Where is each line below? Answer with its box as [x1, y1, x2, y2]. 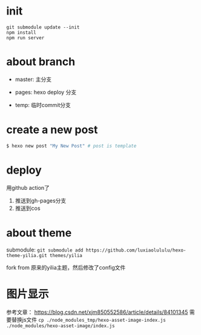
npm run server [6, 34, 45, 41]
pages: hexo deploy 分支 [15, 88, 77, 96]
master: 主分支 [15, 76, 52, 83]
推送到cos [15, 204, 41, 212]
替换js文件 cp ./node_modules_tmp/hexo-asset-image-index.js [11, 316, 166, 323]
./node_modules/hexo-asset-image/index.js [6, 322, 115, 329]
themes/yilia [49, 252, 83, 258]
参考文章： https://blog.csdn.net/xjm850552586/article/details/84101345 [6, 308, 188, 316]
